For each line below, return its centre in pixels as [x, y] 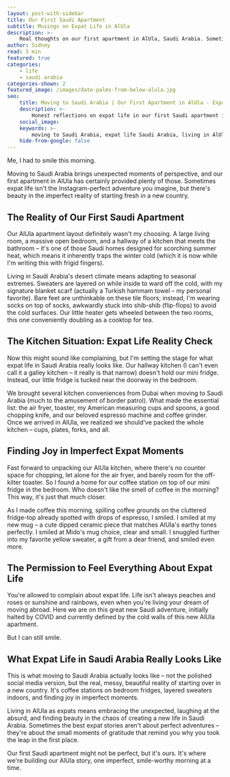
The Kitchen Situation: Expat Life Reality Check [110, 341]
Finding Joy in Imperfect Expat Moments [95, 451]
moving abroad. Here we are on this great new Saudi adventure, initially [108, 610]
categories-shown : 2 [37, 84]
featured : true [29, 58]
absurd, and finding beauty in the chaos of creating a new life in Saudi [106, 718]
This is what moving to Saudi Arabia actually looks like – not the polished [110, 676]
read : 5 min [24, 52]
